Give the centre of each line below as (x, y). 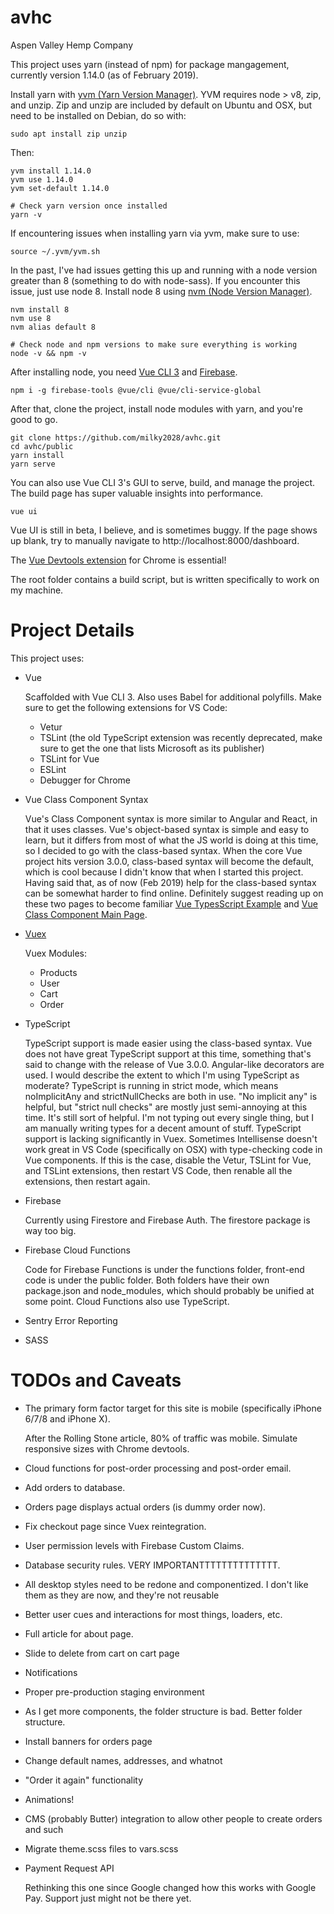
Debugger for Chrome (85, 780)
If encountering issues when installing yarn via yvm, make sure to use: (155, 233)
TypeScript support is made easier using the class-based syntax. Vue (168, 1043)
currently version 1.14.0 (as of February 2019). (104, 75)
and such (44, 1829)
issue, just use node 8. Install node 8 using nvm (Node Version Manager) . (161, 291)
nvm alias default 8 (53, 327)
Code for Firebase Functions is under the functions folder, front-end (164, 1269)
